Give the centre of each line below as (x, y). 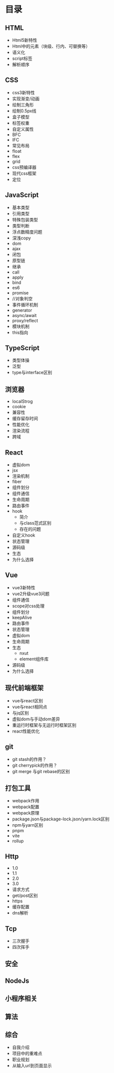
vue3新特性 (24, 587)
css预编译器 (24, 167)
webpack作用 (26, 801)
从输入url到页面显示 (32, 1066)
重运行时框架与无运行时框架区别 (44, 725)
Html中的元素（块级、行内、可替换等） (51, 46)
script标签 (22, 58)
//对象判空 (22, 298)
